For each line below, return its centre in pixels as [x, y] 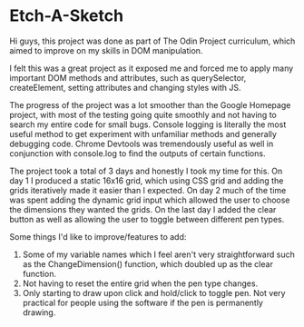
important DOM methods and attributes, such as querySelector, [128, 77]
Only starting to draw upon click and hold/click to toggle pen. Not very [154, 292]
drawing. [39, 312]
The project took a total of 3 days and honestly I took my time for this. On [146, 171]
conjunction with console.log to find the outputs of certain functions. [137, 153]
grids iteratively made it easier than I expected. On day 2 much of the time [148, 190]
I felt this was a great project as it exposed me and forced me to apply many [152, 68]
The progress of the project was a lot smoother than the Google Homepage [150, 104]
